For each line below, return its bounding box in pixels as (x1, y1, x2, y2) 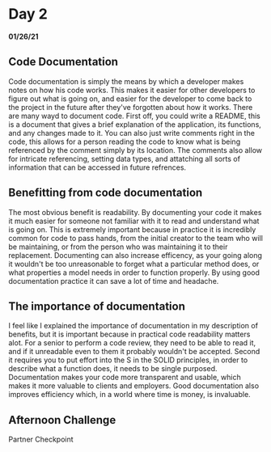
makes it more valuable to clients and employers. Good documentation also (8, 381, 260, 391)
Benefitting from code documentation (8, 186, 203, 200)
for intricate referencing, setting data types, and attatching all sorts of (8, 154, 241, 163)
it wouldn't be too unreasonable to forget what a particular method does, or (8, 259, 260, 268)
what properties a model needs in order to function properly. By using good (8, 268, 260, 277)
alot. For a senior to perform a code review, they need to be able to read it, (8, 338, 256, 348)
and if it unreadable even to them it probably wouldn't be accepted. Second (8, 347, 260, 357)
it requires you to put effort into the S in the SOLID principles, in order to (8, 355, 248, 365)
